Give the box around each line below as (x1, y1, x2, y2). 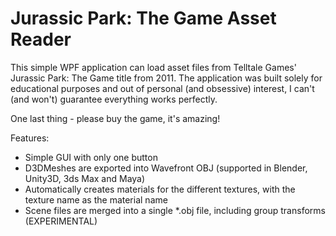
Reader (10, 28, 72, 51)
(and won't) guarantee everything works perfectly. (10, 93, 218, 105)
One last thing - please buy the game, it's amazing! (10, 112, 221, 124)
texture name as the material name (24, 193, 168, 206)
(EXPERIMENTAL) (24, 215, 98, 227)
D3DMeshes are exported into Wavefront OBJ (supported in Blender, (24, 162, 308, 174)
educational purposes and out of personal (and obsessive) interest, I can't (10, 82, 315, 94)
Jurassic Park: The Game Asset (10, 7, 277, 30)
